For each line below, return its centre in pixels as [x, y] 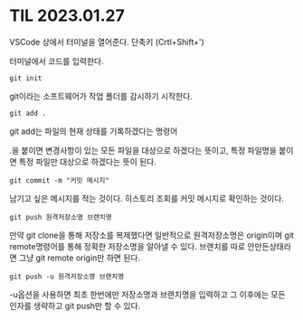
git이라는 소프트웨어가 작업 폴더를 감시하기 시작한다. [101, 96]
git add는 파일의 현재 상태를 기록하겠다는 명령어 [94, 131]
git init [26, 78]
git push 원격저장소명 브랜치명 [61, 217]
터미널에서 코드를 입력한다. [57, 61]
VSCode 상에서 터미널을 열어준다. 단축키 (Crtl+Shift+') [107, 42]
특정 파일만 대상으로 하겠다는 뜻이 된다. [87, 161]
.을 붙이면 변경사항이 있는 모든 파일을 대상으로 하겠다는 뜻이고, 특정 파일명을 [143, 150]
